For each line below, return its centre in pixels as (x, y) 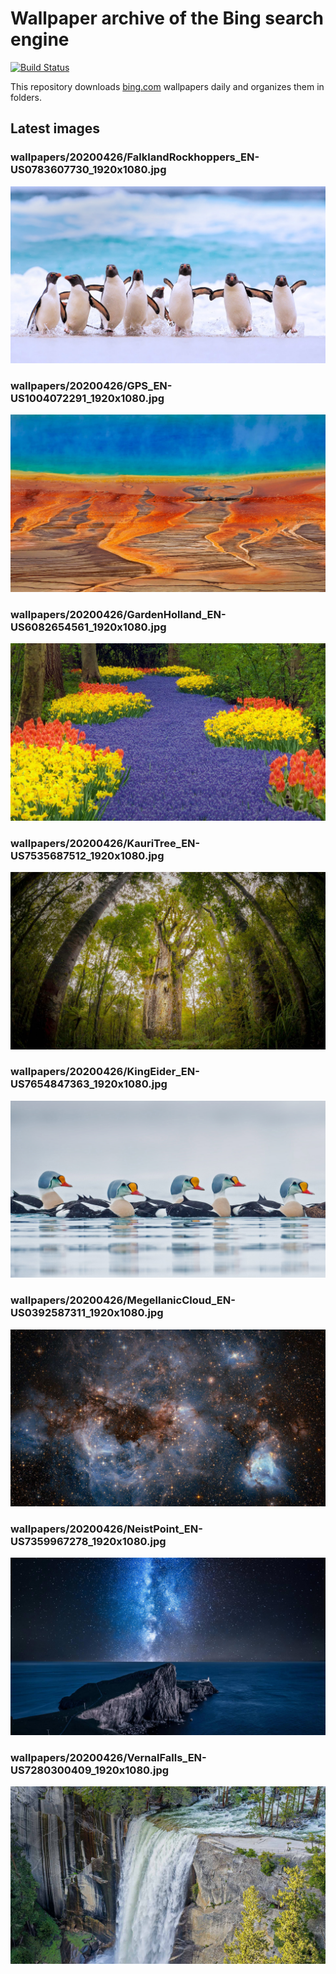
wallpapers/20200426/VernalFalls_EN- (108, 1757)
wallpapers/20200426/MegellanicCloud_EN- (123, 1300)
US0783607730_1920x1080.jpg (88, 170)
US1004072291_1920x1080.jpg (87, 399)
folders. (26, 97)
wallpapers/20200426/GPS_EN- (91, 386)
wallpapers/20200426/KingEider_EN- (105, 1072)
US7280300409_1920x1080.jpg (90, 1770)
